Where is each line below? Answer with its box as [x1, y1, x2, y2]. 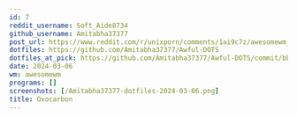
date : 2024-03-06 [9, 62, 73, 71]
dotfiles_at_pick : [9, 54, 77, 62]
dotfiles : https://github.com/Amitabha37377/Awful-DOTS [9, 46, 219, 55]
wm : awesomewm [9, 70, 62, 79]
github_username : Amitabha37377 [9, 29, 128, 38]
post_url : [9, 37, 46, 47]
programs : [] [9, 78, 57, 87]
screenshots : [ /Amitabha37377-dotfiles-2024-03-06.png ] [9, 86, 219, 95]
